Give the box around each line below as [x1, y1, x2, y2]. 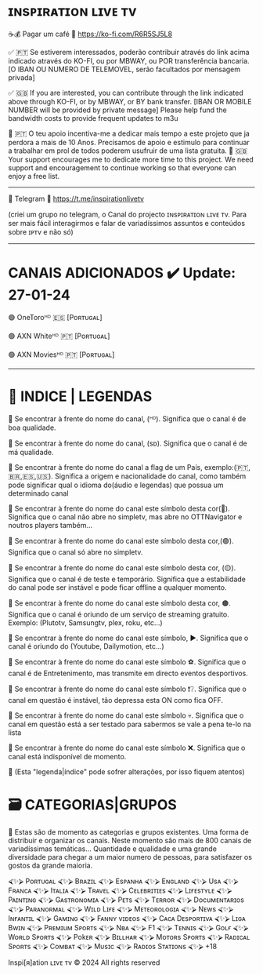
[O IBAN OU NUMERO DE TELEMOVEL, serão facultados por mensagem [8, 64, 241, 74]
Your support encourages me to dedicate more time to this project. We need [8, 155, 254, 164]
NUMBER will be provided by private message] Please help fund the [8, 105, 227, 115]
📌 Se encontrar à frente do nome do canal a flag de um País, [8, 462, 204, 471]
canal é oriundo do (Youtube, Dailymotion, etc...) [8, 641, 164, 651]
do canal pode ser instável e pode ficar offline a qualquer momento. [8, 582, 227, 592]
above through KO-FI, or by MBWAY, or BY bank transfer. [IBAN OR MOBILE [8, 96, 252, 106]
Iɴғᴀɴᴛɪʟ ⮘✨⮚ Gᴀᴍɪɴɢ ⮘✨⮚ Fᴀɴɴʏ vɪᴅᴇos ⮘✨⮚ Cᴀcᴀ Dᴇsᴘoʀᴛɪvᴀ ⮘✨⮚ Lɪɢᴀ [8, 913, 246, 922]
